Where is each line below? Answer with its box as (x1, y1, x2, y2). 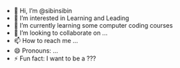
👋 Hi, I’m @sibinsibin (13, 7, 73, 15)
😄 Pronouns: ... (13, 46, 59, 55)
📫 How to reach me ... (13, 37, 78, 44)
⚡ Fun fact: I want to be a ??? (13, 54, 97, 62)
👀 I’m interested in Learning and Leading (13, 14, 129, 22)
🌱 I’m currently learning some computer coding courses (13, 22, 173, 29)
